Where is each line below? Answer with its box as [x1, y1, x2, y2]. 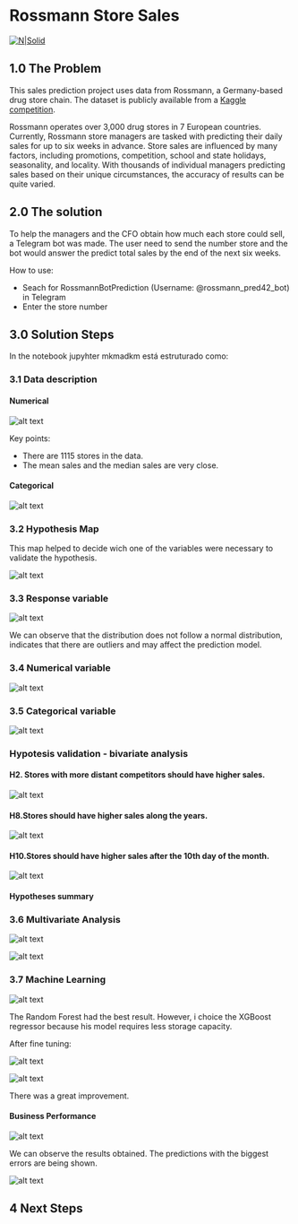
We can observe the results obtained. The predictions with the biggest [9, 1148, 269, 1159]
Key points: [9, 432, 51, 444]
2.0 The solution [9, 204, 103, 220]
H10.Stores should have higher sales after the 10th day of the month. [9, 850, 270, 861]
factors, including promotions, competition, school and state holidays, [9, 150, 267, 161]
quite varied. [9, 178, 56, 189]
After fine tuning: [9, 1037, 72, 1049]
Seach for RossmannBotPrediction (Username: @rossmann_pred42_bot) [21, 282, 290, 292]
